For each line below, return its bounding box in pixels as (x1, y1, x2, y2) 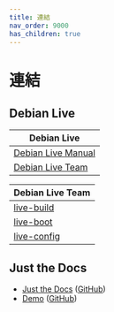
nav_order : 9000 (9, 21, 69, 30)
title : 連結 (9, 12, 50, 22)
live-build (13, 202, 55, 214)
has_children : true (9, 29, 81, 38)
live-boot (13, 216, 53, 228)
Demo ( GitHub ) (21, 293, 78, 304)
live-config (13, 231, 60, 243)
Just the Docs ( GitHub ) (21, 284, 106, 294)
